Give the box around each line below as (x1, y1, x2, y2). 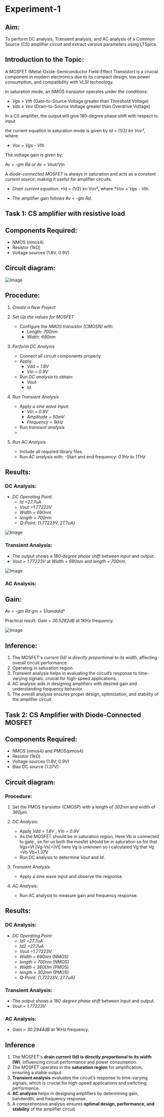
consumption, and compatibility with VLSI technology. (5, 79, 114, 85)
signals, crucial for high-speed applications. (28, 675, 117, 682)
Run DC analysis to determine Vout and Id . (19, 854, 105, 860)
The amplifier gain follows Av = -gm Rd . (12, 195, 92, 201)
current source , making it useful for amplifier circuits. (5, 176, 113, 182)
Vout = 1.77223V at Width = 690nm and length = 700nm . (12, 558, 127, 564)
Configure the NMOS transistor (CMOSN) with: (19, 323, 114, 329)
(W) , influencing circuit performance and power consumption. (12, 1059, 138, 1065)
